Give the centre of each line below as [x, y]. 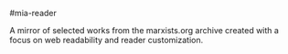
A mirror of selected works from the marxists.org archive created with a [144, 30]
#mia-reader [33, 13]
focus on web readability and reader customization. [107, 40]
